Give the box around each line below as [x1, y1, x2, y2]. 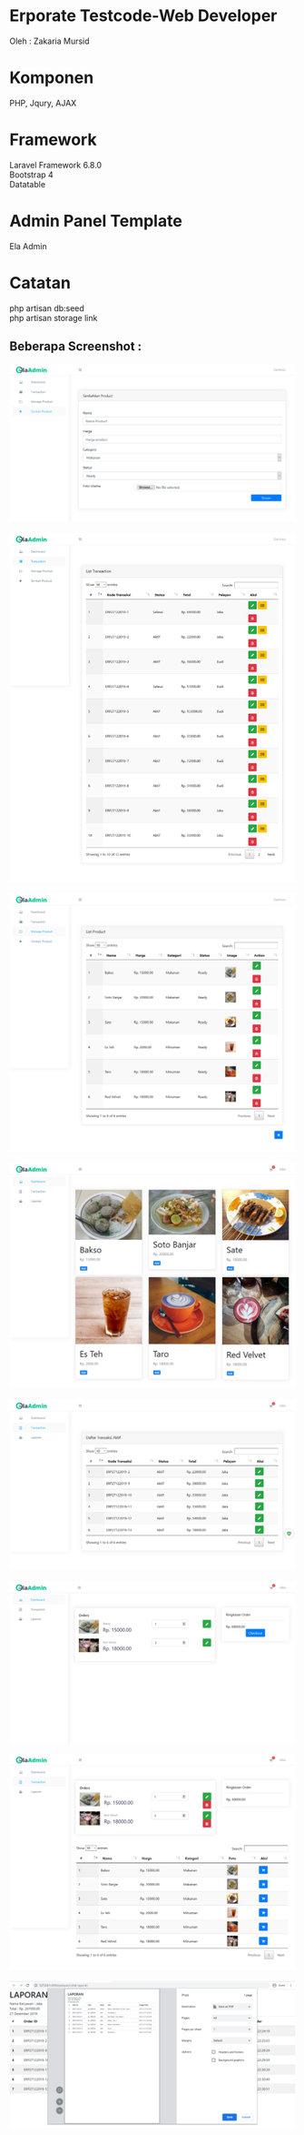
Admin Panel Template [9, 211, 183, 231]
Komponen [9, 67, 94, 88]
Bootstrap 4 [9, 169, 54, 180]
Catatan [9, 272, 71, 293]
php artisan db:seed [9, 302, 84, 314]
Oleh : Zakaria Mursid [9, 35, 90, 46]
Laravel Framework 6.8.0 [9, 159, 103, 170]
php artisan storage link [9, 312, 98, 323]
